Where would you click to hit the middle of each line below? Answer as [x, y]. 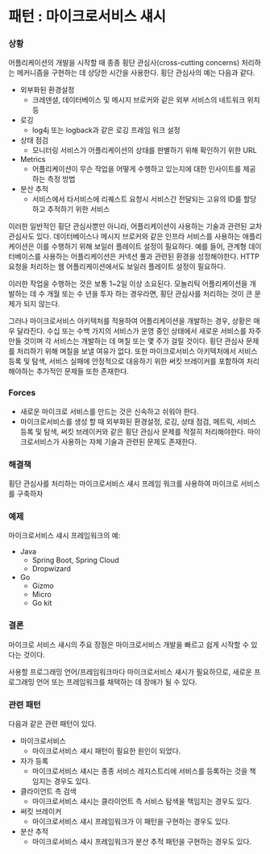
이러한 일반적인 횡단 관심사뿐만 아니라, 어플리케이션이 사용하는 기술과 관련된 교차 [135, 226]
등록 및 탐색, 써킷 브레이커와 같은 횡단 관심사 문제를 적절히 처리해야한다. [133, 431]
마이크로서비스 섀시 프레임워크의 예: [64, 536]
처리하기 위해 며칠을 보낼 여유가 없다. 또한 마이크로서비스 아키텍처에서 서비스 [137, 351]
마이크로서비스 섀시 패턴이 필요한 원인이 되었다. [106, 751]
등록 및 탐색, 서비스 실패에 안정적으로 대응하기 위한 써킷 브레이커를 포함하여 [127, 361]
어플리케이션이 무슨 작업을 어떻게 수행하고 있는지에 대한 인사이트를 [137, 169]
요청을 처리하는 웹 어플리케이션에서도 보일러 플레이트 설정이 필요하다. [117, 267]
